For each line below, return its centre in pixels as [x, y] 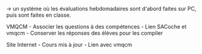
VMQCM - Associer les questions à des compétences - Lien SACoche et [96, 27]
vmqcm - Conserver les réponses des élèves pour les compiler [85, 33]
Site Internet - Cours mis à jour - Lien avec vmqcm [69, 45]
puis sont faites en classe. [39, 15]
